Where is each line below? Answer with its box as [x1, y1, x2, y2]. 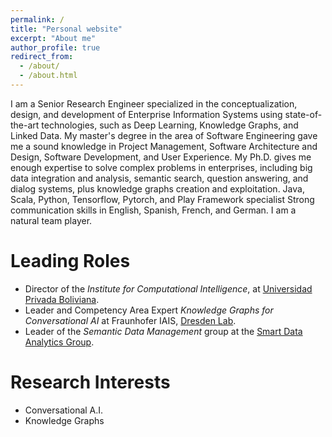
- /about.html [19, 71, 78, 81]
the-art [10, 119, 40, 131]
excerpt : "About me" [10, 33, 97, 43]
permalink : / [10, 14, 65, 25]
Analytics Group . [24, 336, 95, 348]
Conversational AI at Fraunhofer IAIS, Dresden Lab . [24, 314, 237, 326]
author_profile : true [10, 42, 101, 53]
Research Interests [10, 371, 171, 393]
